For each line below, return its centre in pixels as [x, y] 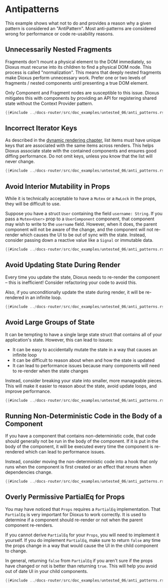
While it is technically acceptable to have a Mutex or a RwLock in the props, [81, 199]
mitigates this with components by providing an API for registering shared [81, 98]
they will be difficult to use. [33, 204]
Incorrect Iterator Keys [41, 128]
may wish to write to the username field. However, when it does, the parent [81, 224]
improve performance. [28, 391]
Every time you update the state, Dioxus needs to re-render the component [82, 277]
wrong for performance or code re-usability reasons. [59, 34]
